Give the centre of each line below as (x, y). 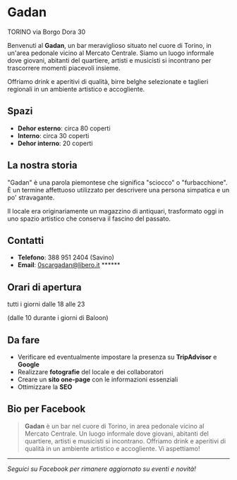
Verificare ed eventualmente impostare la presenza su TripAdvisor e (117, 357)
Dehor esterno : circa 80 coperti (64, 128)
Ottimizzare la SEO (45, 387)
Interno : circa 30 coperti (53, 135)
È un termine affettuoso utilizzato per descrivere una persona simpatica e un (119, 190)
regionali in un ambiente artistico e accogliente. (76, 89)
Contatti (26, 240)
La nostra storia (42, 165)
